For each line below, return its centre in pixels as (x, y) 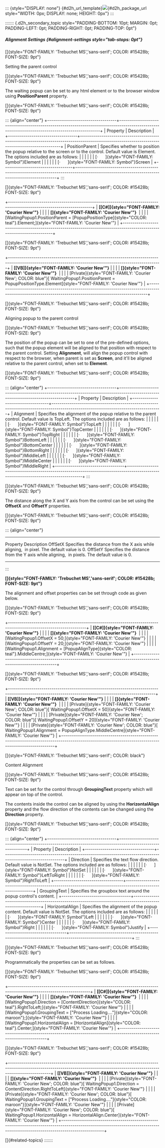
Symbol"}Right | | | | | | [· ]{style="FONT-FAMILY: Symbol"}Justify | (76, 927)
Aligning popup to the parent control (42, 318)
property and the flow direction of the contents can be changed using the (79, 809)
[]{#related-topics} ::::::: (29, 1140)
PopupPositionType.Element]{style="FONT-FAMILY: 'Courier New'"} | (75, 283)
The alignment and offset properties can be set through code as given (76, 593)
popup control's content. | (31, 896)
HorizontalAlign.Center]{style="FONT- (111, 1115)
